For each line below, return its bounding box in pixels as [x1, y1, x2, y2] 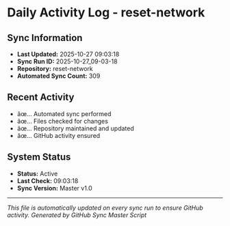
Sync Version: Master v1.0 [16, 184, 92, 192]
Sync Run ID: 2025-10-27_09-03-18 [16, 57, 118, 66]
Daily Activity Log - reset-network [7, 5, 205, 20]
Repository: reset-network [16, 65, 94, 72]
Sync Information [7, 32, 83, 44]
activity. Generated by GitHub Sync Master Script [7, 210, 147, 219]
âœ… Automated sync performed [16, 109, 112, 117]
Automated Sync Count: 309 [16, 72, 101, 80]
